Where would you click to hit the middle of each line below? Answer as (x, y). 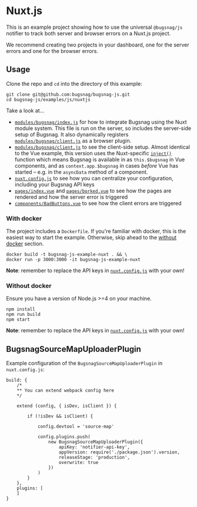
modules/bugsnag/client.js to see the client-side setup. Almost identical (102, 147)
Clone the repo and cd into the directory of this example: (74, 84)
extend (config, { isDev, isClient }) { (67, 406)
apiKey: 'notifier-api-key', (94, 447)
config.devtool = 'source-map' (76, 427)
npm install (21, 309)
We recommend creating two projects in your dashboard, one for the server (98, 45)
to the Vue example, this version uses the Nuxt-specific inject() (93, 153)
